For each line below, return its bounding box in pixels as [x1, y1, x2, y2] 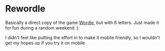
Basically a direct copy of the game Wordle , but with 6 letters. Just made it [5, 19, 159, 25]
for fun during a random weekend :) [5, 24, 79, 30]
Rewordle [5, 3, 46, 14]
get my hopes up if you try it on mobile [5, 39, 85, 45]
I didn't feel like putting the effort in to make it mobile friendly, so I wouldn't [5, 34, 160, 40]
